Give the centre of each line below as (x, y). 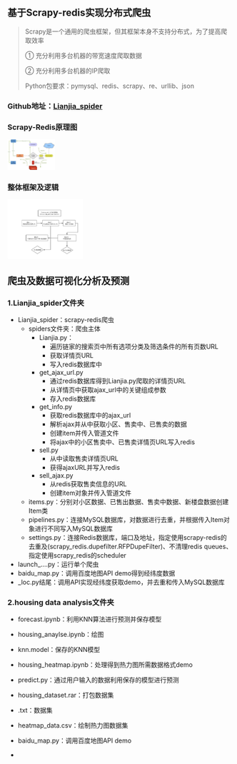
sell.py (49, 450)
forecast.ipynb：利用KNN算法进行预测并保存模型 (90, 619)
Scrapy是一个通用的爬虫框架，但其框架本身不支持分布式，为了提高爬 (126, 31)
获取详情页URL (72, 355)
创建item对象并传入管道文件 (91, 493)
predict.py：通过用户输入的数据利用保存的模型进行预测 (99, 680)
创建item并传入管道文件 (84, 433)
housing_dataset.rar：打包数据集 (66, 695)
